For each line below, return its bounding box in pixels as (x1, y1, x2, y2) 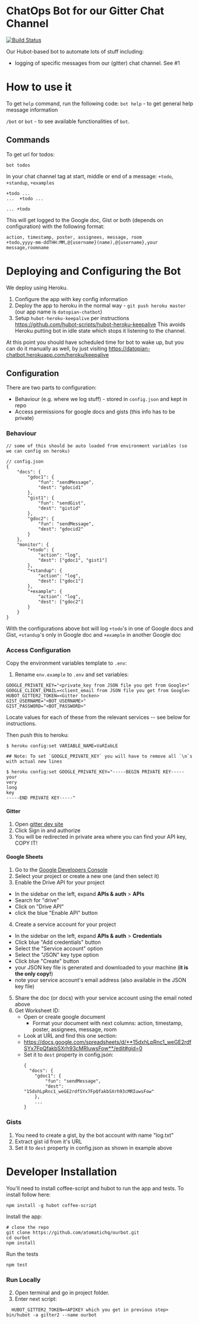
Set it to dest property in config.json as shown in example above (14, 1144, 172, 1151)
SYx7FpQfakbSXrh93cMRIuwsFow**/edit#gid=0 (23, 1045, 143, 1052)
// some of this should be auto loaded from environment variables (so (6, 443, 187, 449)
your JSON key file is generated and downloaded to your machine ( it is (14, 964, 189, 971)
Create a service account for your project (14, 921, 116, 928)
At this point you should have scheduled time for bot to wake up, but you (6, 339, 184, 346)
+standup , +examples (6, 179, 55, 186)
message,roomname (6, 245, 49, 251)
